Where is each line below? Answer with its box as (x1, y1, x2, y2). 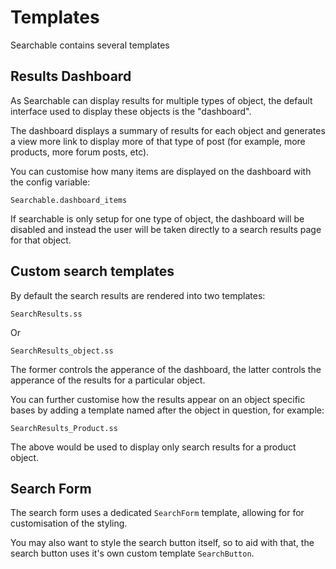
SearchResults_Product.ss (10, 423, 118, 433)
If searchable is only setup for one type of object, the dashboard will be (10, 212, 305, 225)
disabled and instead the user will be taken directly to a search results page (10, 223, 322, 235)
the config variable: (10, 176, 91, 188)
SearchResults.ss (10, 309, 83, 319)
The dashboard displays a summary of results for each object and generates (10, 124, 326, 136)
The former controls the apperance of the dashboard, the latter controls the (10, 363, 322, 375)
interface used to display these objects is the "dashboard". (10, 105, 252, 117)
